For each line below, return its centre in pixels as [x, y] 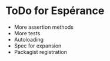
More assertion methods [44, 27]
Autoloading [29, 39]
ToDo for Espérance [55, 11]
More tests [27, 33]
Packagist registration [40, 52]
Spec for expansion [38, 46]
